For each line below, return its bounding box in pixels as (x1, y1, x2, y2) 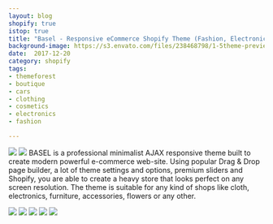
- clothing (8, 95, 45, 103)
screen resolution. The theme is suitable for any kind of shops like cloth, (8, 182, 249, 192)
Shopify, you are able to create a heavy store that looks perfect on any (8, 174, 245, 183)
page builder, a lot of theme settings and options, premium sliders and (8, 165, 243, 174)
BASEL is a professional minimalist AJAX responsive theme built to (28, 148, 251, 157)
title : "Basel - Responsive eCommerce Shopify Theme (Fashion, (8, 34, 227, 43)
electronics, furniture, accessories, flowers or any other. (8, 191, 197, 200)
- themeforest (8, 72, 57, 80)
